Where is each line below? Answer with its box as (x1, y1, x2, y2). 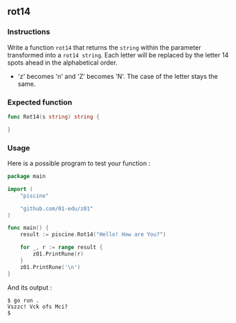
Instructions (7, 27, 51, 37)
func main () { (7, 224, 50, 231)
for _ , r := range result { (20, 244, 103, 251)
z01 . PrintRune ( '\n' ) (20, 263, 81, 270)
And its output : (7, 283, 52, 292)
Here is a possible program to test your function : (7, 159, 151, 168)
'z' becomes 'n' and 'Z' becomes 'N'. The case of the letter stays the (17, 72, 218, 80)
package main (7, 173, 46, 180)
